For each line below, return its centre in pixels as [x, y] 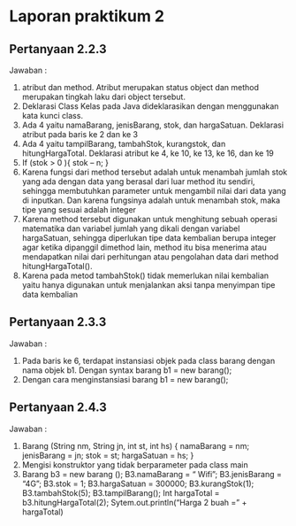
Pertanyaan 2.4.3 [58, 408]
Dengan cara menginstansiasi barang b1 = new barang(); [125, 379]
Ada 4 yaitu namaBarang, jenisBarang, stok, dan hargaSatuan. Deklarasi [153, 125]
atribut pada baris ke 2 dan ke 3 [80, 134]
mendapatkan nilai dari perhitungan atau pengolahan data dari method [150, 257]
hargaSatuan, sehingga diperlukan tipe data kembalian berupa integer [149, 238]
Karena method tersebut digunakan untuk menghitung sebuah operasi [150, 219]
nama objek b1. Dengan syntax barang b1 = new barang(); [127, 370]
